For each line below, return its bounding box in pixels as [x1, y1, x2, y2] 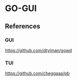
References [5, 22, 40, 30]
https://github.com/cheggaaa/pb [5, 70, 70, 76]
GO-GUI [5, 3, 37, 14]
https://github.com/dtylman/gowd [5, 47, 72, 53]
